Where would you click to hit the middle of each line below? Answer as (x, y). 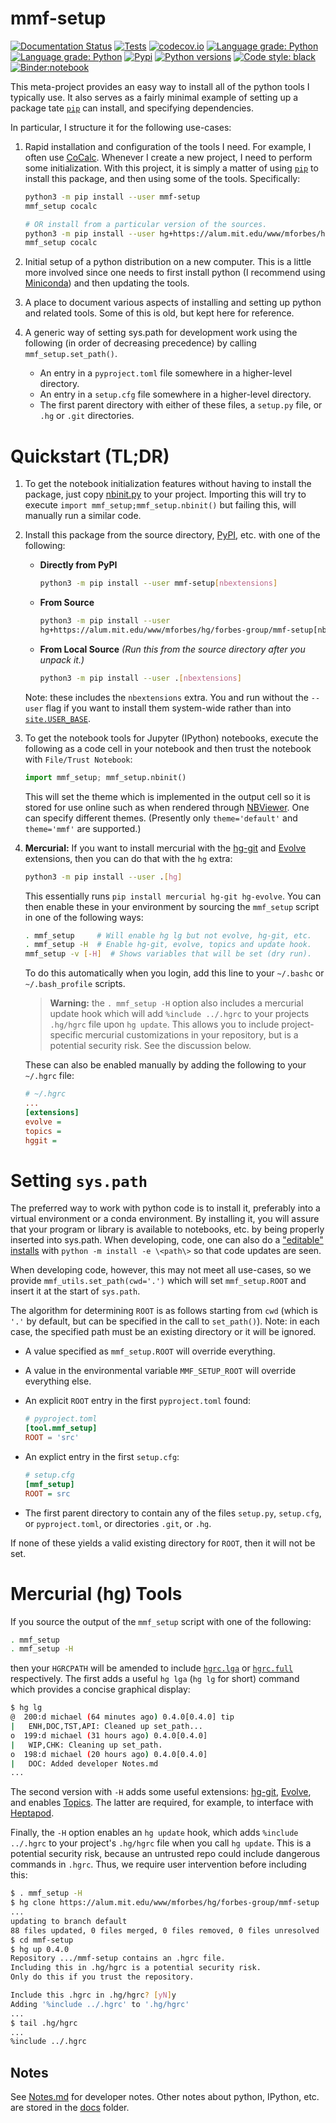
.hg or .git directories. (87, 416)
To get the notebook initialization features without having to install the (168, 484)
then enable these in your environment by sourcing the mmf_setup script (172, 906)
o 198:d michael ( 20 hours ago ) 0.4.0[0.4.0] (109, 1754)
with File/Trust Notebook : (78, 759)
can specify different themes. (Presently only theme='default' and (161, 818)
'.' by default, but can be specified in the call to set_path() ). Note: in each (165, 1321)
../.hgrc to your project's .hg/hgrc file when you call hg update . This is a (161, 1843)
